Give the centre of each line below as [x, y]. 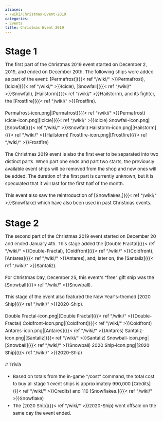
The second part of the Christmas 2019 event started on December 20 [81, 236]
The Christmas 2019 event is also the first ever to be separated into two [82, 154]
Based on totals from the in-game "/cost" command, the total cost [84, 377]
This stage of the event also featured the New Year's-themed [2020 [78, 297]
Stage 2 [22, 223]
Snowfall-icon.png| [129, 120]
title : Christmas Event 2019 [35, 28]
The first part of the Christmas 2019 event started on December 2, [76, 65]
